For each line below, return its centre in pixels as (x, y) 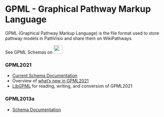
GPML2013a (20, 99)
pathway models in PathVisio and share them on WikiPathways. (69, 38)
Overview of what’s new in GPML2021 (50, 81)
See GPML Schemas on (29, 52)
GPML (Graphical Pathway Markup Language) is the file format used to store (82, 33)
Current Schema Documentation (45, 76)
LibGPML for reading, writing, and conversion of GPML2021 (72, 86)
